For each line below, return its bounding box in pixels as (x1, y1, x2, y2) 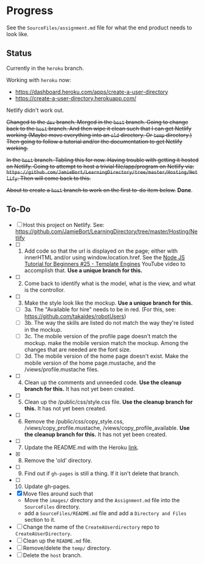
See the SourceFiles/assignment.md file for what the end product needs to (6, 24, 192, 31)
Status (6, 48, 32, 59)
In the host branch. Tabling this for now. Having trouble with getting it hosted (6, 156, 199, 163)
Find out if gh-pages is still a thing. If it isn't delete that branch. (24, 469, 180, 477)
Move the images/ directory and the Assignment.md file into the (24, 496, 180, 503)
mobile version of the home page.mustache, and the (24, 359, 156, 366)
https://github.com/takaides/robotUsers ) (24, 313, 126, 320)
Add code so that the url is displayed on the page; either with (24, 247, 178, 254)
